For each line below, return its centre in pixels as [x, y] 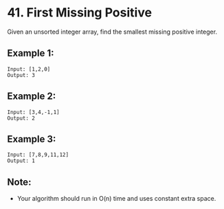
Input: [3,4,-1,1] [33, 112]
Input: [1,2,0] [29, 69]
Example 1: [31, 53]
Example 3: [32, 139]
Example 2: [32, 97]
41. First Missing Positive [80, 13]
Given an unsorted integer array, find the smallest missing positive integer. [112, 32]
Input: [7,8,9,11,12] [38, 155]
